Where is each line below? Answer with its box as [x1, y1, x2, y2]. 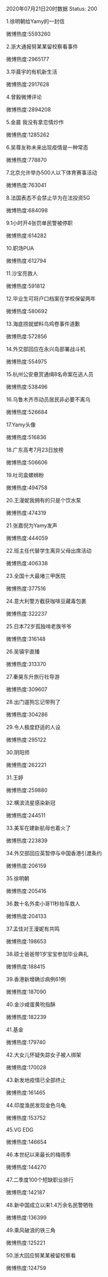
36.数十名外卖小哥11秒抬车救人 [6, 900, 81, 907]
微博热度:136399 [6, 1214, 47, 1221]
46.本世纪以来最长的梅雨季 [6, 1151, 71, 1158]
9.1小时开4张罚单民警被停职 [6, 219, 73, 227]
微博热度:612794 [6, 257, 47, 264]
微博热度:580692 [6, 308, 48, 314]
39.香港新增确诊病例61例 [6, 976, 66, 983]
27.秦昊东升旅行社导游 [6, 673, 60, 680]
